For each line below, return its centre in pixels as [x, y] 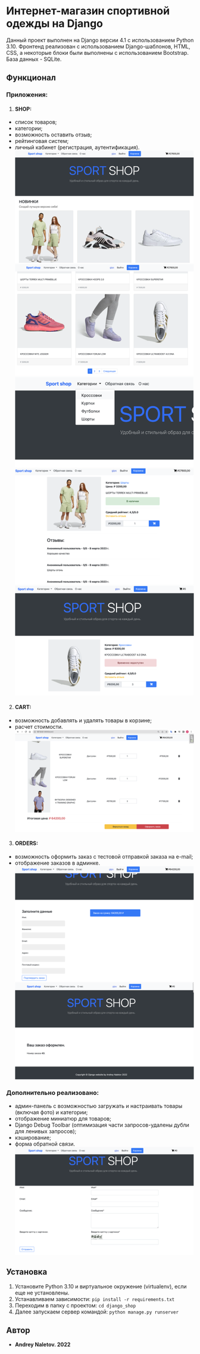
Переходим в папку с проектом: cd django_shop [75, 1305]
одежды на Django [54, 24]
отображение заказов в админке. [57, 863]
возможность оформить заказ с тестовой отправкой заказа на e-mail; [104, 856]
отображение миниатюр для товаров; [63, 1118]
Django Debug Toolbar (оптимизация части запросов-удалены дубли [102, 1125]
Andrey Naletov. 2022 [43, 1344]
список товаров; [36, 122]
